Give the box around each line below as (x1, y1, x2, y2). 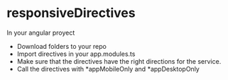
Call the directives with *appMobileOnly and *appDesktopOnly (16, 64, 200, 73)
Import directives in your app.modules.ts (16, 50, 136, 58)
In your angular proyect (6, 28, 75, 37)
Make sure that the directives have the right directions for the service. (16, 57, 222, 65)
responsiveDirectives (6, 5, 136, 21)
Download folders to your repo (16, 42, 107, 50)
